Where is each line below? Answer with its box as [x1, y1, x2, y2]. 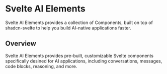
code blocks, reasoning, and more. [5, 63, 77, 69]
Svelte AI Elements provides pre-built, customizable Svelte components [5, 52, 154, 58]
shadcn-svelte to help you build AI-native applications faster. [5, 24, 132, 30]
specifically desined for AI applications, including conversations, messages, [5, 58, 162, 64]
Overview [5, 39, 37, 48]
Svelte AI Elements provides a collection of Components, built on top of [5, 19, 153, 25]
